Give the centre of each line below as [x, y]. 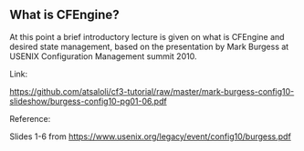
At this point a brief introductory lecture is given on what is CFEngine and [147, 36]
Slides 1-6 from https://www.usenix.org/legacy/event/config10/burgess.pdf [151, 136]
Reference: [30, 118]
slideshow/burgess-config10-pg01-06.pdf [88, 101]
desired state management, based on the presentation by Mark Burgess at [149, 46]
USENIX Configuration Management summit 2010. [103, 56]
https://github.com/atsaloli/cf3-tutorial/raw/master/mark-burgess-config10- [152, 91]
